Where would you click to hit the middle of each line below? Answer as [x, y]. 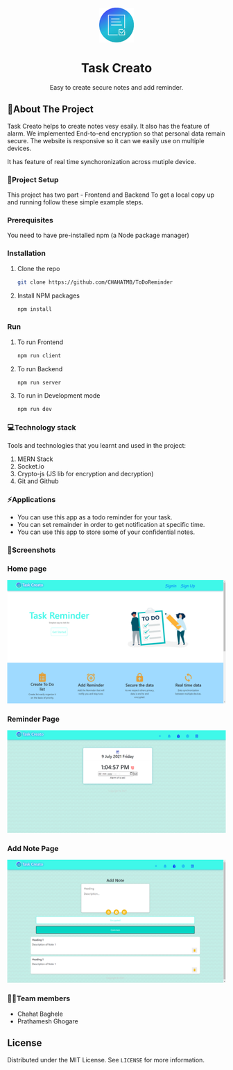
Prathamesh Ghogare [48, 1021]
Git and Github [38, 481]
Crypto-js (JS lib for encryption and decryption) [85, 473]
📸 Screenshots [32, 550]
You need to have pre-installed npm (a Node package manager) [98, 235]
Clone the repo [38, 268]
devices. [19, 148]
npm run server [39, 382]
